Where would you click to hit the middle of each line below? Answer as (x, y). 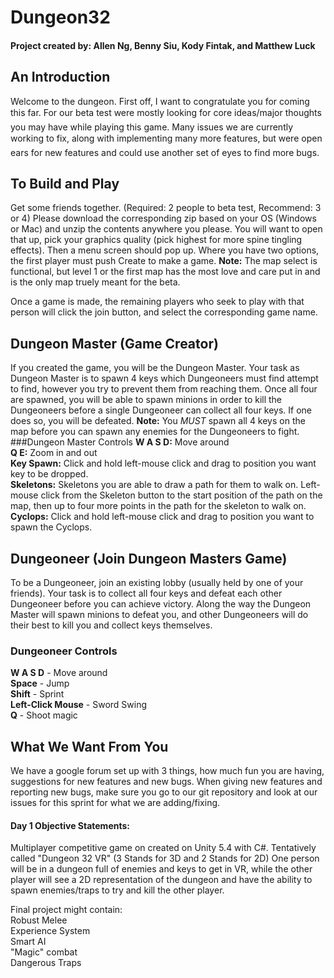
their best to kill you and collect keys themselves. (111, 625)
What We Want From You (89, 746)
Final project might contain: (66, 910)
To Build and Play (65, 183)
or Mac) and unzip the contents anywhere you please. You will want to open (166, 229)
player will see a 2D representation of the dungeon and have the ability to (161, 880)
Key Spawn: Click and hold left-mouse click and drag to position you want (163, 463)
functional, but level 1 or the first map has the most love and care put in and (165, 272)
